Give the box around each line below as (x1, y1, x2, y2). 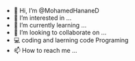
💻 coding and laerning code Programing (13, 36, 129, 44)
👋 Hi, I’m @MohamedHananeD (13, 7, 99, 14)
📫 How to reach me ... (13, 47, 77, 54)
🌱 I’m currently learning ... (13, 21, 87, 29)
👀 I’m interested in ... (13, 14, 72, 22)
